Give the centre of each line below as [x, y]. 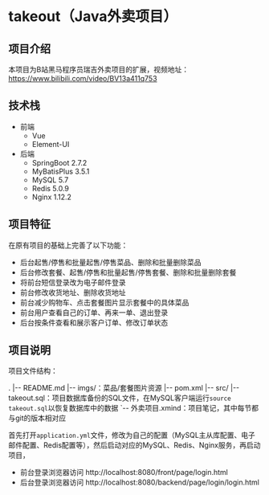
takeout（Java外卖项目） [93, 16]
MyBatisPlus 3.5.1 [61, 171]
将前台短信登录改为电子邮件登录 [73, 282]
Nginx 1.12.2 [52, 197]
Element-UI [51, 144]
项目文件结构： [33, 371]
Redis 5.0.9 [51, 188]
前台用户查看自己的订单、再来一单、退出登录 [94, 312]
